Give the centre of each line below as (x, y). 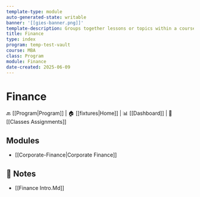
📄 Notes (21, 173)
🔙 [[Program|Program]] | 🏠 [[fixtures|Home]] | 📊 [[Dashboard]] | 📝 (89, 113)
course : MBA (21, 51)
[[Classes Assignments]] (36, 122)
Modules (23, 140)
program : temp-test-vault (38, 45)
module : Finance (26, 61)
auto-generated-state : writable (46, 17)
